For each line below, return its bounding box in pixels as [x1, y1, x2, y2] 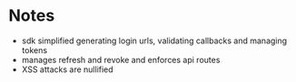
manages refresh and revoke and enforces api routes [21, 54, 221, 65]
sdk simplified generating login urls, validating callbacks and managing [21, 35, 288, 46]
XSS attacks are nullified [21, 64, 114, 75]
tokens [21, 44, 47, 55]
